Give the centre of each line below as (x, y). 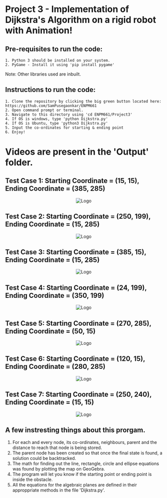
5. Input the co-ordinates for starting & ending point (64, 128)
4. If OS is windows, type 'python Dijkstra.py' (57, 119)
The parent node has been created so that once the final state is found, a (87, 453)
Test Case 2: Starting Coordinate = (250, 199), (78, 216)
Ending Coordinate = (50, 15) (50, 331)
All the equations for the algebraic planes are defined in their (75, 484)
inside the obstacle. (33, 479)
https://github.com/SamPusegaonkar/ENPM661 (51, 106)
